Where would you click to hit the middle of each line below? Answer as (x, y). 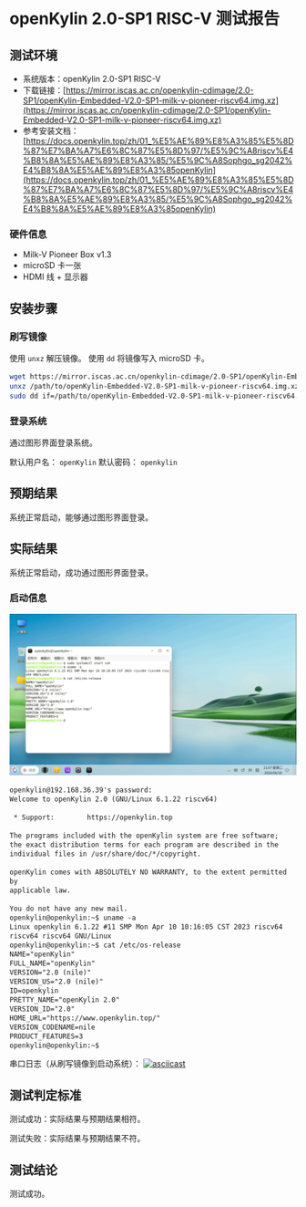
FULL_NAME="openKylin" (52, 963)
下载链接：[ (44, 90)
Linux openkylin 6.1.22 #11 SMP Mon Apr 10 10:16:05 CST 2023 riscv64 (146, 927)
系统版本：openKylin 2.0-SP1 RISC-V (92, 79)
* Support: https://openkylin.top (93, 817)
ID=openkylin (34, 991)
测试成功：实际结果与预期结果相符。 (77, 1119)
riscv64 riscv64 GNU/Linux (61, 936)
